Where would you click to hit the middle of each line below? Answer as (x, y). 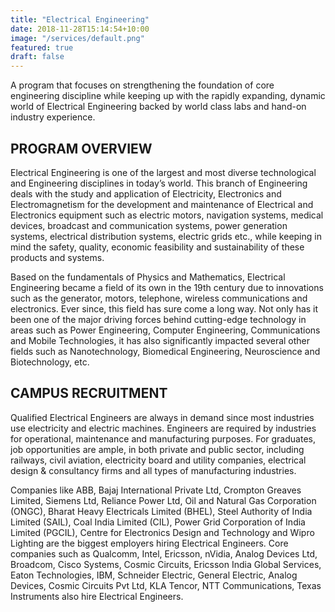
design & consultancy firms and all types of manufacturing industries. (153, 470)
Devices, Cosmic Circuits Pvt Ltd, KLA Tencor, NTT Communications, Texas (166, 585)
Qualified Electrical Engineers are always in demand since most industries (162, 417)
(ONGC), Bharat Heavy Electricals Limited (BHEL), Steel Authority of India (161, 511)
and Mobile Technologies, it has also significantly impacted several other (160, 340)
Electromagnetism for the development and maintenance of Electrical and (162, 204)
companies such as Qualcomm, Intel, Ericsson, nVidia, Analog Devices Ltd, (164, 553)
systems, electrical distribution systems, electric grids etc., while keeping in (166, 236)
